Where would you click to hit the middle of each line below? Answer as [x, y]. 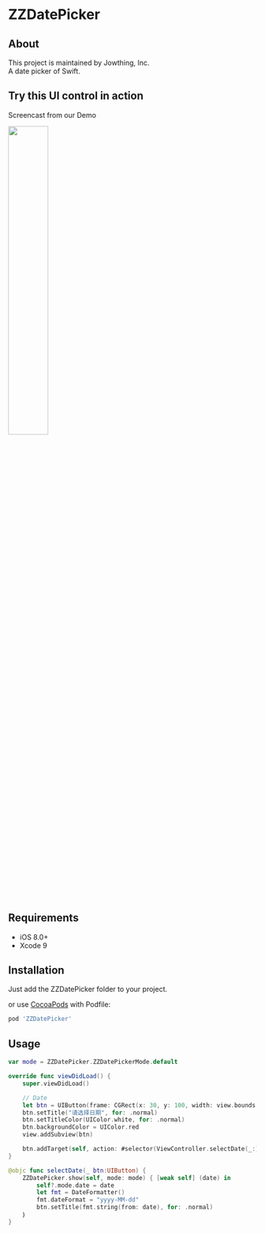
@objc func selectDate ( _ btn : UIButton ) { [77, 1171]
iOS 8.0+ [34, 937]
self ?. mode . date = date [75, 1185]
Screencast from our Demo [52, 115]
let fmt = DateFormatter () [81, 1193]
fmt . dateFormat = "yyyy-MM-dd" [88, 1200]
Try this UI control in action [76, 96]
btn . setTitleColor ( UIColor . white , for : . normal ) [104, 1120]
